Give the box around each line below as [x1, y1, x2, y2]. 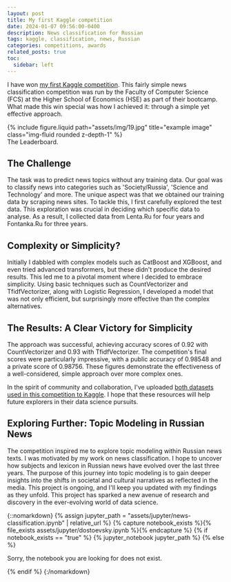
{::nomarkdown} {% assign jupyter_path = [7, 511, 126, 519]
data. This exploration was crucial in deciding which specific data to [7, 205, 200, 214]
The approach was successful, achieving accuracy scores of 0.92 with [7, 341, 208, 349]
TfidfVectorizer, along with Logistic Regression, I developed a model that [7, 288, 214, 296]
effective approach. [7, 110, 63, 118]
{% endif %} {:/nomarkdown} [7, 567, 90, 576]
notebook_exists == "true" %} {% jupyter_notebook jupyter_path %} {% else [7, 533, 225, 541]
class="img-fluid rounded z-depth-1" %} [7, 130, 123, 139]
